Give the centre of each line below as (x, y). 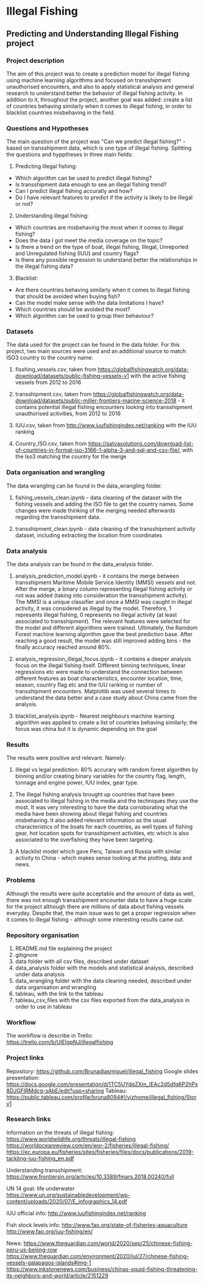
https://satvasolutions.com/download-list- (141, 444)
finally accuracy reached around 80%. (63, 647)
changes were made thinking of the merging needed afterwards (95, 510)
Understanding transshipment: (44, 1170)
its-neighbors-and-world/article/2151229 (57, 1275)
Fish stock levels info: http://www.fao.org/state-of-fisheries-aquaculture (97, 1225)
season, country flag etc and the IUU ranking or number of (89, 685)
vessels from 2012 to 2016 (48, 382)
